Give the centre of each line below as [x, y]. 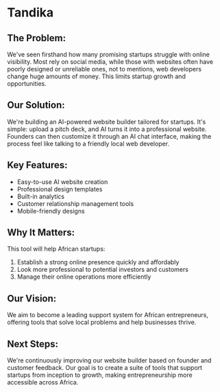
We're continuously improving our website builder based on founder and [109, 360]
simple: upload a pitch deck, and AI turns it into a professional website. [107, 129]
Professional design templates [60, 189]
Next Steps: [33, 344]
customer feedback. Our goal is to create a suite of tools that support [105, 368]
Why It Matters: [41, 232]
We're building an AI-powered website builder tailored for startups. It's [107, 122]
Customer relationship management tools [75, 203]
